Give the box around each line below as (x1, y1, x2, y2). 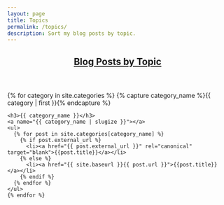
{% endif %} (20, 173, 55, 181)
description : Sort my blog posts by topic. (7, 29, 136, 37)
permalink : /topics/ (7, 23, 68, 30)
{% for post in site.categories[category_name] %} (13, 130, 164, 137)
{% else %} (20, 155, 52, 162)
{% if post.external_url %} (20, 136, 101, 143)
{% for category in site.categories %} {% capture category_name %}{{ (7, 91, 211, 99)
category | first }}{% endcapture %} (7, 99, 111, 107)
